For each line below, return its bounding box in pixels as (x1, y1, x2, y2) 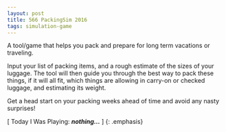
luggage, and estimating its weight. (7, 83, 106, 92)
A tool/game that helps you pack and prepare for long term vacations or (7, 42, 211, 50)
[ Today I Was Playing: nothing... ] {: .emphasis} (7, 118, 144, 126)
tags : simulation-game (7, 23, 72, 29)
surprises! (7, 104, 36, 113)
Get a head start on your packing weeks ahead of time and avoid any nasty (7, 97, 220, 105)
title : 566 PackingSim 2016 (7, 16, 88, 23)
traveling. (7, 49, 34, 57)
